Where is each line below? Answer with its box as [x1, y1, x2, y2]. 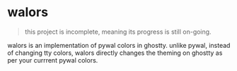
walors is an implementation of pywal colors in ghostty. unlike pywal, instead [7, 41, 231, 49]
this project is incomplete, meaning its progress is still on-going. [24, 27, 212, 36]
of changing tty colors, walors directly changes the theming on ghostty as [7, 49, 223, 57]
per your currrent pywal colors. [7, 56, 98, 64]
